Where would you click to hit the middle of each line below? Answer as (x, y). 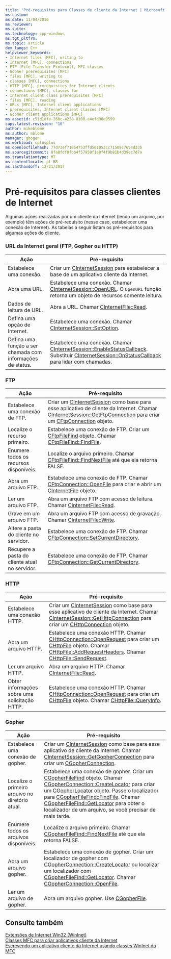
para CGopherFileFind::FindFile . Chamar (92, 797)
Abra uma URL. (26, 289)
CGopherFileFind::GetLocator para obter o (94, 803)
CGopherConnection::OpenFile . (81, 884)
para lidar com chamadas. (81, 362)
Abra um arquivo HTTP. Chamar (87, 667)
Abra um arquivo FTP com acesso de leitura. (101, 499)
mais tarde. (57, 816)
